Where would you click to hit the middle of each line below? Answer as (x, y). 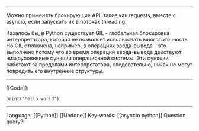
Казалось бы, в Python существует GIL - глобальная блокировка (88, 33)
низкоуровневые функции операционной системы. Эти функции (87, 58)
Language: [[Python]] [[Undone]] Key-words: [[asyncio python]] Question (96, 115)
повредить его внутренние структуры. (55, 71)
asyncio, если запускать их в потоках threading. (66, 22)
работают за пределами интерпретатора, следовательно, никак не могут (99, 65)
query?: (15, 122)
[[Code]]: (17, 88)
